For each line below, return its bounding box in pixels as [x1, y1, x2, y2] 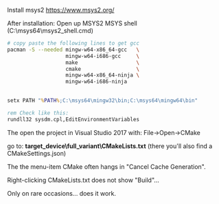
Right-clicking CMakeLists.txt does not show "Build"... [7, 176, 160, 184]
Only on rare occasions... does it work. [7, 189, 117, 197]
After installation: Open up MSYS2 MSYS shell [7, 19, 137, 27]
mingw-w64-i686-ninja [65, 79, 128, 85]
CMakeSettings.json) [7, 149, 67, 157]
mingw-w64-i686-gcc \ [65, 52, 139, 59]
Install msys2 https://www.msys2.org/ [7, 6, 115, 14]
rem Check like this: [7, 110, 69, 116]
